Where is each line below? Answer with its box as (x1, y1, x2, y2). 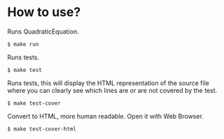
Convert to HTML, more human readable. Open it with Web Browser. (7, 112, 204, 120)
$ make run (7, 41, 39, 47)
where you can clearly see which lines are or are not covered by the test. (7, 86, 218, 94)
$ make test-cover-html (7, 125, 77, 133)
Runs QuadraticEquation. (7, 27, 79, 36)
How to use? (7, 4, 81, 20)
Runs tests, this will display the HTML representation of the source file (7, 78, 210, 87)
